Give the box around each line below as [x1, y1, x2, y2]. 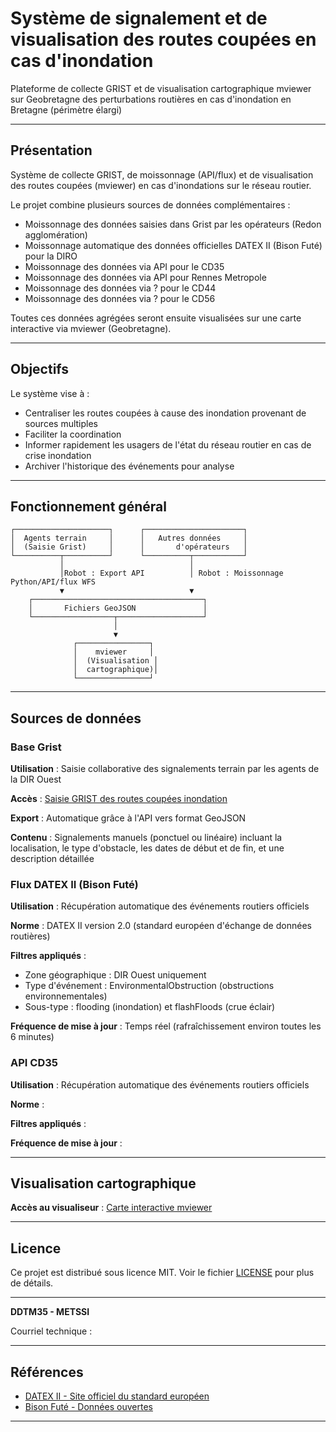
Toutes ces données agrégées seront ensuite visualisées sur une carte [10, 312, 302, 324]
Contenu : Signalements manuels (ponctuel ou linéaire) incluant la [10, 832, 283, 844]
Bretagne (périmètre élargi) [10, 103, 123, 116]
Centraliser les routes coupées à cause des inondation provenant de [24, 407, 307, 419]
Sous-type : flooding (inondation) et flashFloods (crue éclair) [24, 1001, 276, 1013]
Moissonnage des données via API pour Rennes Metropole [24, 271, 267, 283]
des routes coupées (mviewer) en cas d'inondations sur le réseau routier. [10, 179, 312, 191]
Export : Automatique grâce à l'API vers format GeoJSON [10, 812, 247, 824]
